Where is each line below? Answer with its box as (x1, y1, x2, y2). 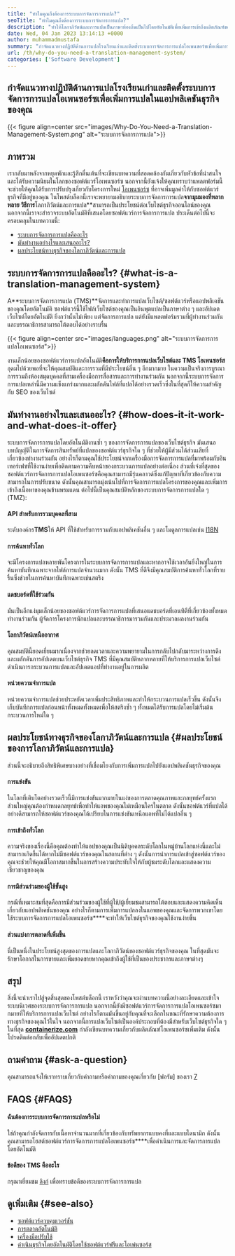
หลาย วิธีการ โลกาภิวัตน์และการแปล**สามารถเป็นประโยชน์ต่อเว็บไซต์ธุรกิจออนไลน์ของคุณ (7, 201, 211, 209)
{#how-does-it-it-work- (117, 408, 225, 421)
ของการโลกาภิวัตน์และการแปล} (7, 743, 115, 755)
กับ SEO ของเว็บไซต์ (7, 388, 56, 396)
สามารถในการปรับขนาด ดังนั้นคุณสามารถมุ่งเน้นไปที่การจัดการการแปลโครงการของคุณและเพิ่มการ (7, 478, 228, 486)
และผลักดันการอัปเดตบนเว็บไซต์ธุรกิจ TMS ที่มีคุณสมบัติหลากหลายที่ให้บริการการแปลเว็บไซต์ (7, 654, 221, 663)
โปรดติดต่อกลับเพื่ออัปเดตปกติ (7, 1033, 76, 1041)
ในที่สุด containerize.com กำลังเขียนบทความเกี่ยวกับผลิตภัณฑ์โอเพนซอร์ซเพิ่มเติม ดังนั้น (7, 1025, 220, 1034)
